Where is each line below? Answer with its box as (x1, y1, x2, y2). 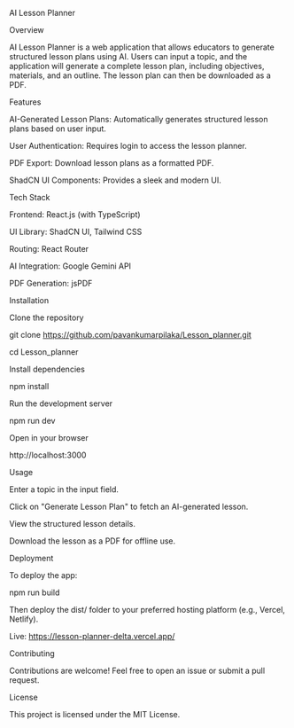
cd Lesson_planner (9, 347, 79, 357)
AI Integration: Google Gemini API (9, 261, 131, 271)
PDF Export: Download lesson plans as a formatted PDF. (9, 158, 214, 168)
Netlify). (9, 614, 39, 624)
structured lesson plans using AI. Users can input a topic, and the (9, 51, 248, 61)
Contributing (9, 648, 55, 659)
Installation (9, 295, 50, 305)
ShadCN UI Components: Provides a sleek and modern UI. (9, 175, 221, 185)
